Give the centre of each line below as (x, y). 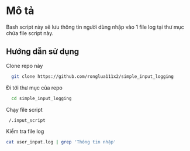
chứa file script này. (30, 33)
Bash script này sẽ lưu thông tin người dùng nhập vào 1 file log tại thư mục (95, 27)
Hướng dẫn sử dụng (43, 52)
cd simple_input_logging (42, 98)
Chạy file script (24, 109)
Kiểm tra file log (25, 131)
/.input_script (27, 120)
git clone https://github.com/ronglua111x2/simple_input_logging (93, 76)
